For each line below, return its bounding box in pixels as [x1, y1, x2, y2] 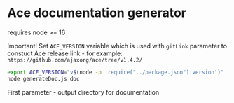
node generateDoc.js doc [7, 75, 80, 82]
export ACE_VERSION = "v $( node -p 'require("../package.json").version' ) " [7, 69, 224, 76]
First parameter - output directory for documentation [7, 88, 160, 96]
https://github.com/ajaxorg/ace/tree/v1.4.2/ [7, 56, 142, 64]
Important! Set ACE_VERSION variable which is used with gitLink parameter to [7, 41, 228, 50]
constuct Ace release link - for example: [7, 49, 123, 57]
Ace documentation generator [7, 5, 187, 21]
